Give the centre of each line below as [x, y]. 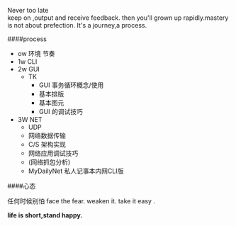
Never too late [28, 10]
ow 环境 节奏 [36, 53]
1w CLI [27, 62]
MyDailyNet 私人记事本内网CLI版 [76, 171]
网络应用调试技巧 [53, 153]
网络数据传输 [47, 135]
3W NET [30, 119]
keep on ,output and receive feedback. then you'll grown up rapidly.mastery [118, 18]
